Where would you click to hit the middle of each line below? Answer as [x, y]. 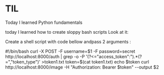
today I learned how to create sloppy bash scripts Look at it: [67, 32]
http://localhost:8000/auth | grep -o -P [45, 56]
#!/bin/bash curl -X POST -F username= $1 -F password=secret [70, 51]
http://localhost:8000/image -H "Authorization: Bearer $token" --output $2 [82, 67]
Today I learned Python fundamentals [44, 22]
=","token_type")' [23, 62]
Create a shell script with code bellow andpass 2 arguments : [68, 41]
